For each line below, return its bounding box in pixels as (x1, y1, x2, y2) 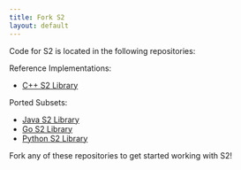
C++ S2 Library (21, 80, 79, 90)
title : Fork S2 (9, 12, 65, 22)
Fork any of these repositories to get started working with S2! (9, 150, 232, 160)
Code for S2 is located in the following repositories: (9, 45, 196, 56)
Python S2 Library (21, 133, 88, 143)
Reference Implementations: (9, 63, 112, 73)
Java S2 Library (21, 114, 79, 125)
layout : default (9, 21, 69, 30)
